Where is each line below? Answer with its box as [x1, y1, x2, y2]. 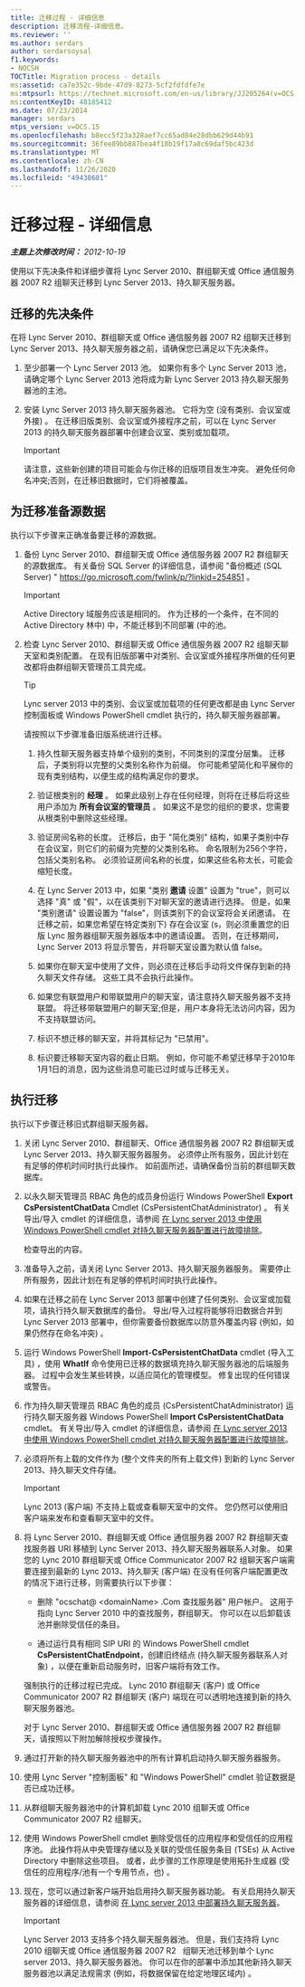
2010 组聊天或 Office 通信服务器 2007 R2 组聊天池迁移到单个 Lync [23, 1944, 274, 1955]
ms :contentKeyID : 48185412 [10, 97, 112, 107]
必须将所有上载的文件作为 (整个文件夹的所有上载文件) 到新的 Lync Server [23, 1453, 295, 1464]
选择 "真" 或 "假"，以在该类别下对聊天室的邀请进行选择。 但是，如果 [36, 896, 291, 907]
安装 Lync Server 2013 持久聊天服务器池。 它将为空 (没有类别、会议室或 [23, 404, 291, 414]
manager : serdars [10, 114, 76, 123]
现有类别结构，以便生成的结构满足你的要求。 [36, 770, 205, 781]
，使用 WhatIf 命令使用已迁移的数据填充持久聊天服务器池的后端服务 [36, 1358, 290, 1369]
